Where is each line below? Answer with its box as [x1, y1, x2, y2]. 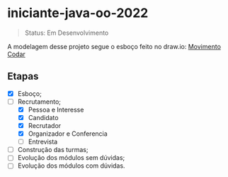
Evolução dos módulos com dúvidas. [17, 161, 125, 170]
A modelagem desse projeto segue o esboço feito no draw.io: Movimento [7, 42, 222, 50]
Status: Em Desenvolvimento [24, 28, 109, 37]
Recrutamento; [17, 97, 62, 106]
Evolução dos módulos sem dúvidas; [17, 154, 125, 162]
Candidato [28, 113, 59, 122]
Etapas [7, 70, 39, 82]
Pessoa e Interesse [28, 105, 84, 114]
